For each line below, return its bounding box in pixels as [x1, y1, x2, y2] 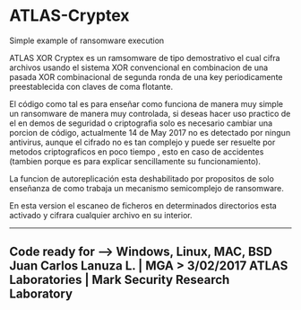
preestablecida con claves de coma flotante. [9, 81, 173, 92]
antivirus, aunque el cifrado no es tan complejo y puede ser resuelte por [9, 137, 276, 147]
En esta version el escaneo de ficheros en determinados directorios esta [9, 199, 278, 211]
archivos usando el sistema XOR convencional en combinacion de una [9, 62, 269, 73]
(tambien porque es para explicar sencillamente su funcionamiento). [9, 155, 262, 166]
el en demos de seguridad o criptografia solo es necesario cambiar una [9, 118, 273, 128]
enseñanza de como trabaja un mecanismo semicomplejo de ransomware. [9, 182, 284, 193]
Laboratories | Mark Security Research [9, 272, 230, 288]
